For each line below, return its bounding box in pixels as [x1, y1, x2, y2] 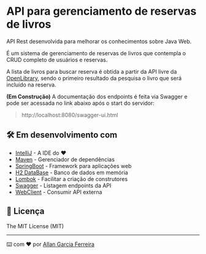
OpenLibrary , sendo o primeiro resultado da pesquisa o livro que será [6, 74, 182, 82]
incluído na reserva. [6, 81, 56, 88]
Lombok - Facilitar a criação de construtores [15, 175, 128, 182]
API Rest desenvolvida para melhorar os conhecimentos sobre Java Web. [6, 37, 192, 45]
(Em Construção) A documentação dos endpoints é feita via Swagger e [6, 93, 188, 100]
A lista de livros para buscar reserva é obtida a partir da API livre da [6, 67, 177, 75]
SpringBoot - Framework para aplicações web [15, 162, 132, 169]
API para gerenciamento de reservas [6, 4, 197, 18]
